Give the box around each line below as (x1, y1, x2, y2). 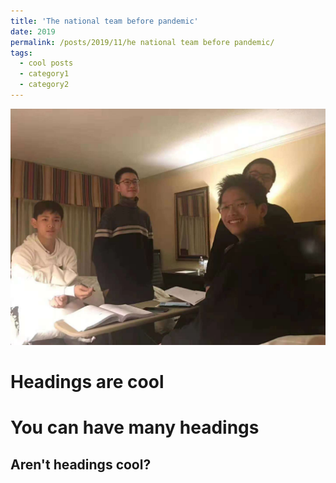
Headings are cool (10, 371, 165, 394)
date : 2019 (10, 26, 56, 37)
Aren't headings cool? (10, 456, 152, 473)
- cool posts (19, 58, 74, 69)
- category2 (19, 80, 70, 90)
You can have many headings (10, 416, 260, 439)
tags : (10, 48, 33, 58)
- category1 (19, 69, 70, 79)
